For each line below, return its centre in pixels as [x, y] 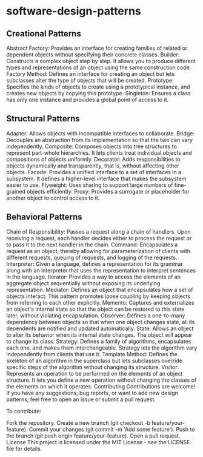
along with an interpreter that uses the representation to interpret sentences [101, 270]
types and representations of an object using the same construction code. [99, 67]
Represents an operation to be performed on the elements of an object [95, 373]
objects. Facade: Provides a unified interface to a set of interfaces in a [94, 172]
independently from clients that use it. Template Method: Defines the [92, 354]
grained [16, 191]
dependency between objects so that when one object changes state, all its [101, 322]
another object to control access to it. [53, 198]
